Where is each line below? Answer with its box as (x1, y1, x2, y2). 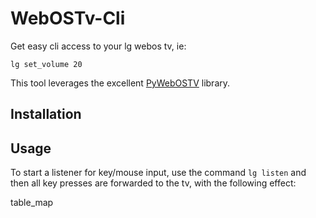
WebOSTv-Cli (10, 7, 126, 30)
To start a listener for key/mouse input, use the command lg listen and (10, 167, 307, 179)
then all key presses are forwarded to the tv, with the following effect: (10, 177, 297, 189)
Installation (10, 106, 82, 123)
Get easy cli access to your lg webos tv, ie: (10, 40, 187, 52)
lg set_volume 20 (10, 59, 83, 69)
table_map (10, 197, 54, 209)
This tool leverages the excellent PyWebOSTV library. (10, 77, 231, 89)
